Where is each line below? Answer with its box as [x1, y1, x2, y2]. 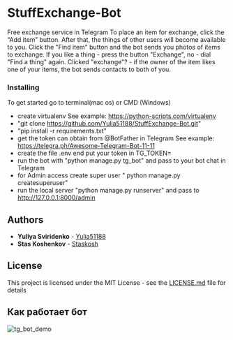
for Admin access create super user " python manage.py [17, 171, 181, 179]
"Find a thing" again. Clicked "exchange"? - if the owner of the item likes [7, 57, 216, 66]
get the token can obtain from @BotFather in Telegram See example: [17, 134, 215, 142]
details [7, 286, 27, 294]
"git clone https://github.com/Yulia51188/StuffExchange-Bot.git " [17, 119, 201, 128]
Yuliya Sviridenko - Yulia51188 [17, 232, 106, 241]
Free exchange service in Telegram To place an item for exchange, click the [7, 28, 225, 36]
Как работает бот [7, 306, 88, 318]
